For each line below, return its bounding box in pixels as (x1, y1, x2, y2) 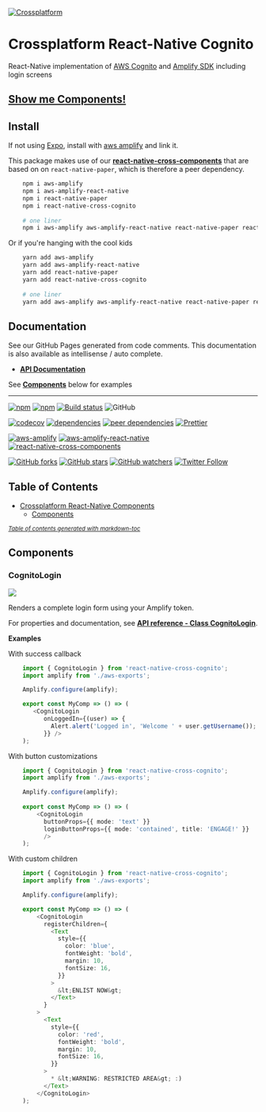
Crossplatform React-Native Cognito (8, 36, 254, 53)
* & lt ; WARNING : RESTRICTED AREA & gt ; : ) (50, 1075, 182, 1083)
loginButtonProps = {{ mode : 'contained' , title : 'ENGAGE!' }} (43, 824, 249, 833)
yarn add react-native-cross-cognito (22, 276, 147, 284)
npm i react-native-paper (22, 194, 108, 202)
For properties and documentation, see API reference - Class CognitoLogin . (8, 618, 258, 627)
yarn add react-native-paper (22, 268, 119, 276)
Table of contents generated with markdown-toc (8, 525, 141, 533)
